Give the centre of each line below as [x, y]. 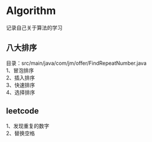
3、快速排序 [20, 85]
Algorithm [31, 11]
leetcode [23, 111]
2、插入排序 [20, 78]
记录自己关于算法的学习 [34, 27]
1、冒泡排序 [20, 70]
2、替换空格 [20, 133]
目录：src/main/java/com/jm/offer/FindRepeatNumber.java [77, 63]
